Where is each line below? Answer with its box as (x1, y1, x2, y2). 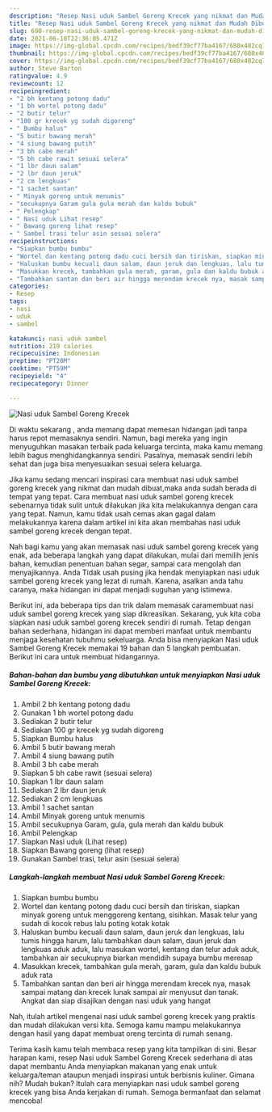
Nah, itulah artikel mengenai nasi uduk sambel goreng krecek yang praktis (9, 1011, 256, 1021)
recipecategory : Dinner (9, 379, 90, 388)
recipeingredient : (9, 86, 71, 95)
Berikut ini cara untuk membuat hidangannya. (9, 651, 161, 661)
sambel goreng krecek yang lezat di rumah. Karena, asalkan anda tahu (9, 575, 244, 586)
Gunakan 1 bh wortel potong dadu (20, 708, 134, 718)
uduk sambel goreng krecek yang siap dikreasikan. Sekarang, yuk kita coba (9, 609, 261, 618)
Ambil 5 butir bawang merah (20, 742, 115, 752)
